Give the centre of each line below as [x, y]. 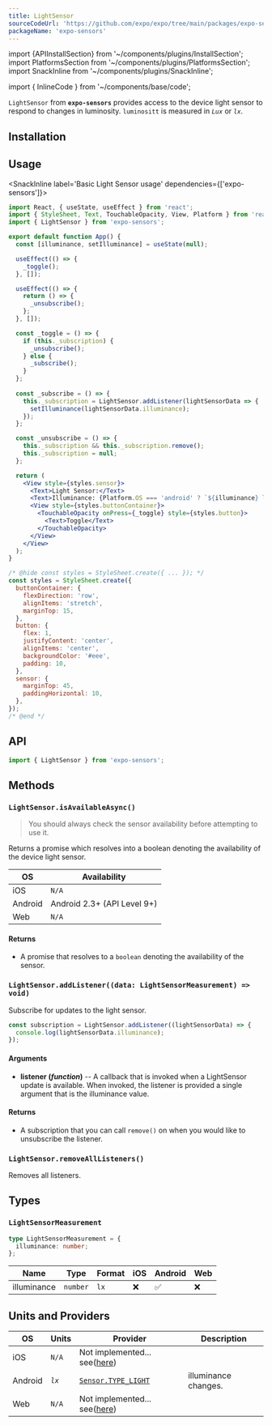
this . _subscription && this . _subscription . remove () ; [114, 446]
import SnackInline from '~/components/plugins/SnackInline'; [111, 71]
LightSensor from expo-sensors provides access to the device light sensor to [136, 103]
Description [224, 1339]
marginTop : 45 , [49, 686]
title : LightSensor [41, 16]
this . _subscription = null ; [70, 454]
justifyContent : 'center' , [68, 641]
